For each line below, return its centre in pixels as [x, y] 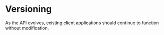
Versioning [28, 9]
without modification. [27, 28]
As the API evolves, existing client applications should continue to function [82, 23]
